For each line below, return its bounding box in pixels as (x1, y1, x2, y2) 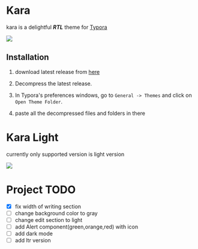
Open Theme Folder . (14, 97, 63, 105)
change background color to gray (14, 209, 98, 217)
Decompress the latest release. (14, 79, 92, 87)
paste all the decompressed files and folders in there (14, 109, 146, 117)
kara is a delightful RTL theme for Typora (6, 23, 107, 31)
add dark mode (14, 230, 53, 237)
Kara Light (6, 131, 59, 144)
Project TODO (6, 183, 76, 196)
